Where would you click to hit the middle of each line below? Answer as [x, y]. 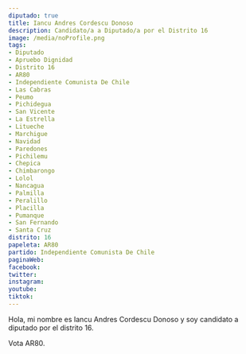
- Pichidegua [30, 104]
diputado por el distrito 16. [51, 328]
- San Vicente [32, 112]
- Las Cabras [30, 89]
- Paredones [28, 149]
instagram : [26, 282]
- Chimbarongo [32, 171]
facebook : [25, 267]
